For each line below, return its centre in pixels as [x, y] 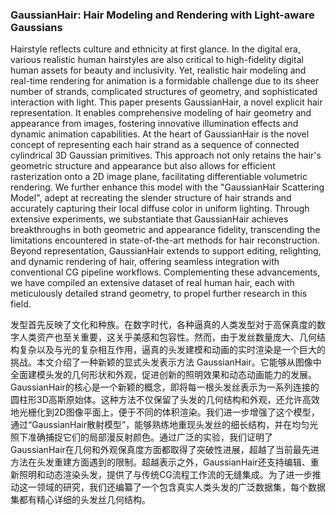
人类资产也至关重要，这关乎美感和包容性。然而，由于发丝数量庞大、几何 [167, 337]
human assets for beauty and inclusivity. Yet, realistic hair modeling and [158, 70]
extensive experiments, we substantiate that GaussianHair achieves [149, 219]
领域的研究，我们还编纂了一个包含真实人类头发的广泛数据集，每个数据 [181, 487]
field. [21, 304]
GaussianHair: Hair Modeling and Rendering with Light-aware [162, 15]
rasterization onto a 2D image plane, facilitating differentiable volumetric [159, 177]
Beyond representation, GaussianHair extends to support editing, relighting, [166, 251]
